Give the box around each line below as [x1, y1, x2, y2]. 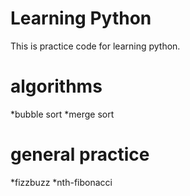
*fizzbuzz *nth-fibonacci [10, 176, 113, 188]
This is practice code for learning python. [10, 40, 181, 52]
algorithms [10, 75, 103, 98]
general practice [10, 143, 150, 166]
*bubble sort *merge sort [10, 108, 115, 120]
